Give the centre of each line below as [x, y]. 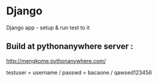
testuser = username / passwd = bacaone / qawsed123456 [79, 72]
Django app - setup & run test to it [48, 28]
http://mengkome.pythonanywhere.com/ [56, 60]
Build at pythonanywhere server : [70, 46]
